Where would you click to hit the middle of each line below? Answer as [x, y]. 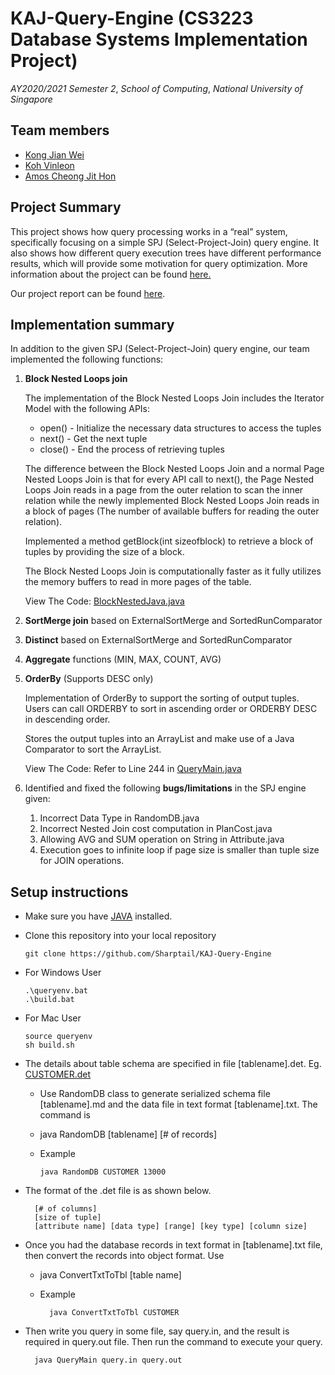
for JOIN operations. [82, 861]
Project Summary [66, 207]
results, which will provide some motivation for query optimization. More [159, 263]
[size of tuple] [68, 1218]
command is [65, 1115]
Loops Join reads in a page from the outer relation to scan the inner [164, 490]
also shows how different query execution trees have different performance [166, 253]
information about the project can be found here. [111, 274]
